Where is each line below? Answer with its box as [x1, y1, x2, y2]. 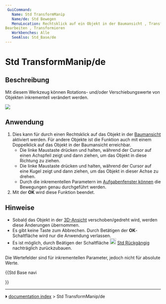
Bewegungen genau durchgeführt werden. [19, 184, 107, 190]
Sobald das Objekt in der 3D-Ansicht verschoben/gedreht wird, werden [12, 217, 158, 223]
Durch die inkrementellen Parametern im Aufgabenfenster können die [19, 179, 161, 184]
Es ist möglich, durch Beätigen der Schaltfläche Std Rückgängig [12, 240, 150, 245]
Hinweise [5, 204, 35, 212]
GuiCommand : [7, 7, 32, 12]
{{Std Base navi [5, 269, 37, 275]
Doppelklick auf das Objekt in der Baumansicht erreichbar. [12, 142, 131, 148]
